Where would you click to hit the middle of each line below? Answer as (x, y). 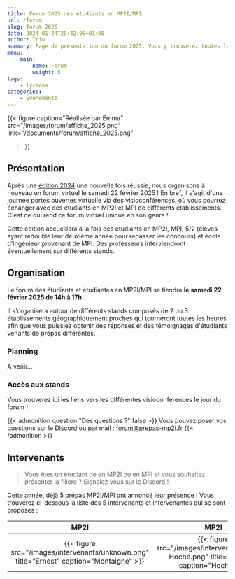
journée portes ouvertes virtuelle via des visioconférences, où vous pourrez (116, 200)
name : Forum (50, 66)
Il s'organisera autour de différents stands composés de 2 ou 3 (98, 310)
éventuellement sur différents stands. (61, 251)
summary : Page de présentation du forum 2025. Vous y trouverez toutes (114, 46)
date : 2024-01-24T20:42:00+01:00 (56, 33)
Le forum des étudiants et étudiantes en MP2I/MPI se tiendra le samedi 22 (114, 289)
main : (28, 59)
